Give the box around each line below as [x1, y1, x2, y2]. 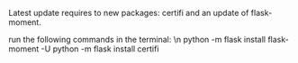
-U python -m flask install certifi [41, 43, 159, 54]
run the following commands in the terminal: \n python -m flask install [8, 35, 266, 44]
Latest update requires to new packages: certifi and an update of [8, 8, 249, 18]
